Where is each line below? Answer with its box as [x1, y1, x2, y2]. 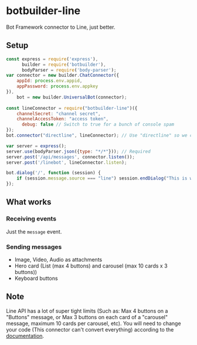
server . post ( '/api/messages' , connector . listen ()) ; [6, 154, 135, 160]
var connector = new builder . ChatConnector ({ [6, 72, 119, 79]
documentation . [6, 332, 45, 339]
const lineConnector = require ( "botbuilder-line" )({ [6, 105, 138, 111]
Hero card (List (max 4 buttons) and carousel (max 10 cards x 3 [14, 262, 168, 269]
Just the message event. [6, 228, 62, 235]
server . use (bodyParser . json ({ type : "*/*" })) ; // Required [6, 148, 151, 154]
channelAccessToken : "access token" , [16, 116, 109, 122]
